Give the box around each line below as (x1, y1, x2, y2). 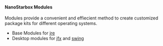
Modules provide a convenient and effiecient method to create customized (4, 15, 158, 21)
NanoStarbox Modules (4, 4, 53, 10)
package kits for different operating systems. (4, 20, 97, 26)
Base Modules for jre (11, 30, 55, 36)
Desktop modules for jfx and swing (11, 35, 84, 41)
